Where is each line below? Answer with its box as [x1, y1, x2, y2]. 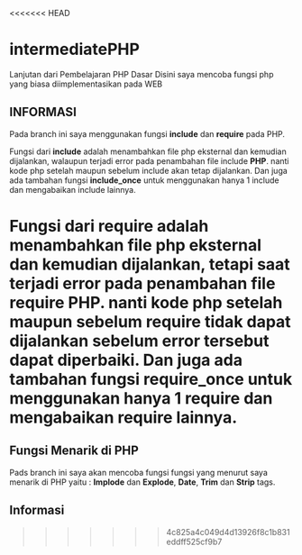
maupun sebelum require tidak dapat [9, 311, 291, 332]
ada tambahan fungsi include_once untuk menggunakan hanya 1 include [9, 175, 279, 186]
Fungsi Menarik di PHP [9, 443, 140, 459]
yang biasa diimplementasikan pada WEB [9, 78, 163, 89]
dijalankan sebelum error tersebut [9, 331, 270, 350]
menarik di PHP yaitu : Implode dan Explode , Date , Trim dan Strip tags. [9, 477, 276, 487]
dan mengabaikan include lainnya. [9, 184, 137, 195]
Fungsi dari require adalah [9, 215, 209, 236]
